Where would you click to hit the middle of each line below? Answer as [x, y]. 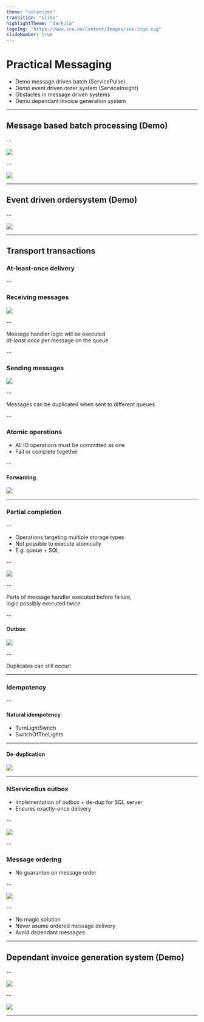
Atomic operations [34, 432]
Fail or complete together [47, 452]
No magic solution [38, 920]
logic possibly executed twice [43, 603]
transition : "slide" [32, 18]
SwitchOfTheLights [39, 735]
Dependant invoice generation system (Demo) [95, 957]
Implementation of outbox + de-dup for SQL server [79, 802]
